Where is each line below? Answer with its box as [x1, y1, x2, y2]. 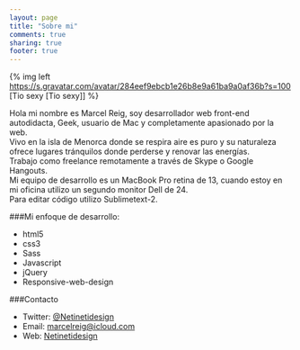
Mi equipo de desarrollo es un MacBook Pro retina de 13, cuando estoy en [9, 175, 283, 185]
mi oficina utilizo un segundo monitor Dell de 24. [9, 184, 189, 195]
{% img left [9, 71, 51, 82]
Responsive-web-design [22, 276, 114, 288]
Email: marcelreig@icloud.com [22, 321, 136, 332]
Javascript [22, 257, 62, 268]
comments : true [9, 30, 66, 39]
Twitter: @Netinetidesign [22, 311, 115, 322]
